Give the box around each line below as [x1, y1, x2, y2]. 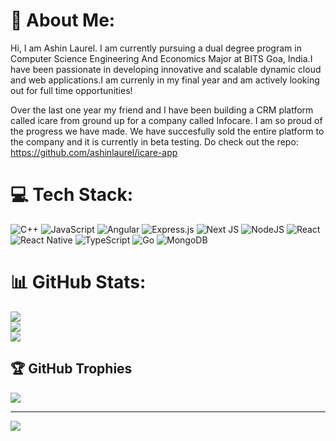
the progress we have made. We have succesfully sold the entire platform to [10, 125, 325, 137]
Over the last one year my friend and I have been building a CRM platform [10, 104, 314, 116]
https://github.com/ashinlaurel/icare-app [10, 146, 178, 158]
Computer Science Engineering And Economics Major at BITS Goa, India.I [10, 52, 313, 64]
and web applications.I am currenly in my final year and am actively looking [10, 74, 320, 86]
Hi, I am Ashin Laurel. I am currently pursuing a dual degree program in [10, 42, 302, 54]
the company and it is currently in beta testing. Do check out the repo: [10, 135, 299, 148]
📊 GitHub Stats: [10, 271, 147, 294]
